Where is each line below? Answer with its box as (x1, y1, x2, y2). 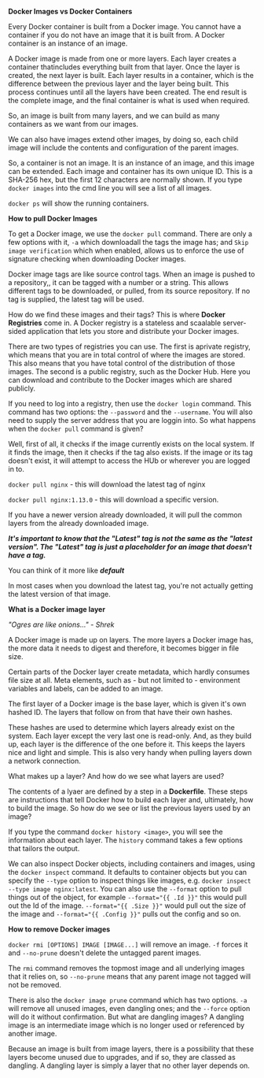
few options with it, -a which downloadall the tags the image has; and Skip (8, 238, 249, 246)
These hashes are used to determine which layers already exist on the (8, 723, 236, 732)
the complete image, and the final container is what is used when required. (8, 96, 250, 105)
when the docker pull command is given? (8, 424, 144, 433)
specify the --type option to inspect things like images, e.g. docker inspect (8, 876, 251, 885)
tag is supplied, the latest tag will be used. (8, 295, 145, 304)
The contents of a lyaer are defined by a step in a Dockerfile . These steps (8, 787, 248, 796)
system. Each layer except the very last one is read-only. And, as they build (8, 732, 252, 740)
